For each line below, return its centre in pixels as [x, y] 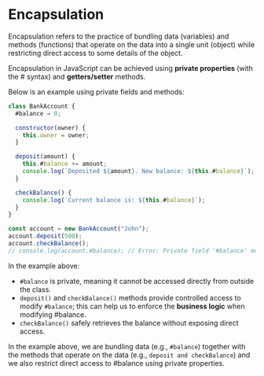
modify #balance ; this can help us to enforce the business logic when [132, 306]
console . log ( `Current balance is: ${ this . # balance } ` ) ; [114, 200]
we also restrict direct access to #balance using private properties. [117, 363]
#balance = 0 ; [38, 113]
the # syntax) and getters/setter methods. [77, 76]
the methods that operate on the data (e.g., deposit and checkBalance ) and [129, 355]
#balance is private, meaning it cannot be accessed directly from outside [137, 281]
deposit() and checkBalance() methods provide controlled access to [130, 297]
